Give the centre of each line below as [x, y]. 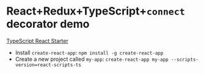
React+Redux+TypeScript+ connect [96, 11]
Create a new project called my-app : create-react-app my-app [92, 59]
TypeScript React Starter [37, 41]
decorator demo [48, 24]
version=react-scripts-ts [48, 65]
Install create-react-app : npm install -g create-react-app [89, 52]
